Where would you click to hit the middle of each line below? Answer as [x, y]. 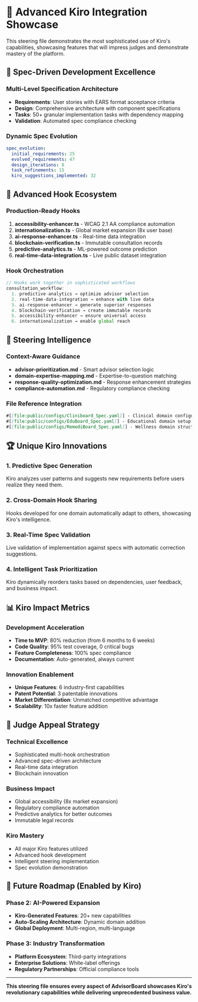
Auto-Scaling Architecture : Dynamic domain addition [80, 922]
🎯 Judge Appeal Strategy [53, 724]
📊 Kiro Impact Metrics [48, 607]
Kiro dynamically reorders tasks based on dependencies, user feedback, [94, 582]
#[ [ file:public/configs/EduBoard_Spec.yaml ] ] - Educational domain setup [99, 421]
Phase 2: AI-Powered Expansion [53, 903]
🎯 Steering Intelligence [49, 340]
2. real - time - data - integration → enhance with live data [83, 299]
